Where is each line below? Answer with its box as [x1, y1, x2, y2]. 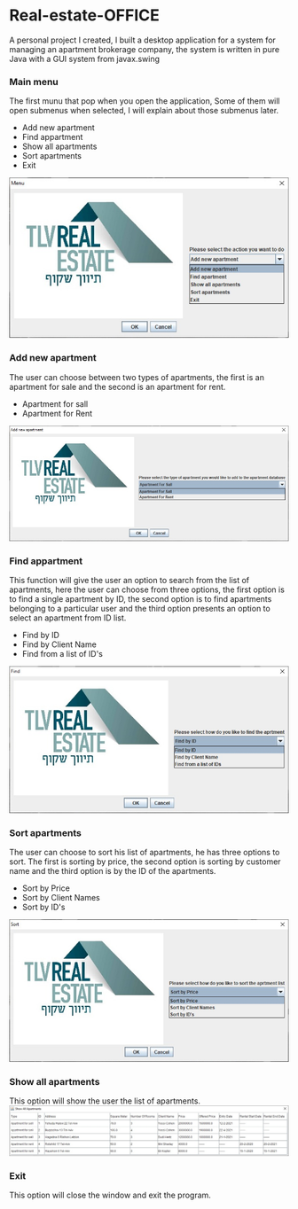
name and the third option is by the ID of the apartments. [9, 866, 216, 876]
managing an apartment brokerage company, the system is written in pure [9, 43, 280, 54]
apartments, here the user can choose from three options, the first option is [9, 584, 286, 595]
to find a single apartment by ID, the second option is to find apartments [9, 593, 272, 604]
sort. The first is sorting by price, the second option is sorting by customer [9, 856, 281, 867]
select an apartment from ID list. [9, 612, 127, 623]
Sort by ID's [21, 901, 66, 912]
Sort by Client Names [21, 893, 100, 902]
